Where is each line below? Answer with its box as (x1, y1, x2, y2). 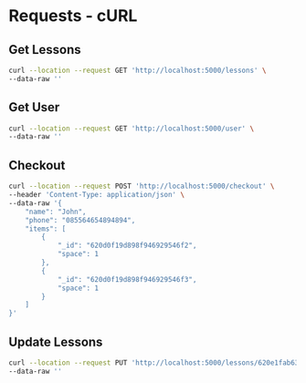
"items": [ (25, 224, 67, 233)
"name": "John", (25, 207, 88, 216)
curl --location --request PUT (8, 357, 128, 367)
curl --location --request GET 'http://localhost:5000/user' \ (8, 124, 255, 133)
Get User (8, 99, 60, 115)
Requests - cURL (8, 5, 138, 26)
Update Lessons (8, 334, 103, 349)
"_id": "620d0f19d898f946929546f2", (57, 241, 197, 251)
